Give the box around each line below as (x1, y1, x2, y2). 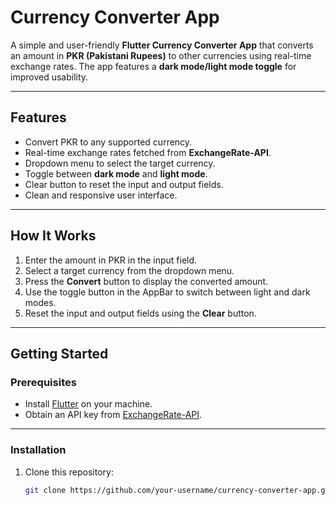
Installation (10, 443, 67, 457)
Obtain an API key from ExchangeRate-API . (24, 409, 203, 421)
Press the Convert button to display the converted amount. (24, 275, 269, 287)
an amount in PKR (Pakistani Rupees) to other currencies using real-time (10, 49, 312, 61)
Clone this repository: (24, 466, 114, 478)
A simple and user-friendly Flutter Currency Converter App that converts (10, 39, 314, 51)
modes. (24, 296, 57, 308)
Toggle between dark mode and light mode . (24, 167, 208, 180)
